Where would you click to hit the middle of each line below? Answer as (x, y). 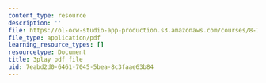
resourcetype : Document (47, 52)
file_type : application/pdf (55, 38)
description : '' (35, 23)
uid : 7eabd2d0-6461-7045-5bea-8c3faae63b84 (81, 67)
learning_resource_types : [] (56, 45)
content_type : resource (47, 15)
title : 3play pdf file (46, 60)
